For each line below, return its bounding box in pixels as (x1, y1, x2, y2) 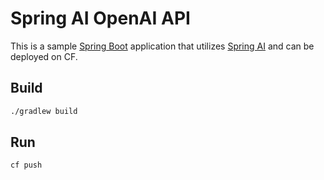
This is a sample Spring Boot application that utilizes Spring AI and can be (10, 40, 315, 52)
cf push (10, 160, 43, 171)
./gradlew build (10, 106, 78, 116)
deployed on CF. (10, 50, 78, 62)
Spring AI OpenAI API (10, 7, 191, 30)
